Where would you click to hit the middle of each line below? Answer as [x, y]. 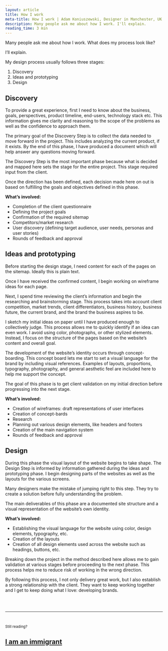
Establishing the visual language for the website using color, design [82, 528]
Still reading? [16, 626]
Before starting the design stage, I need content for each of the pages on [80, 266]
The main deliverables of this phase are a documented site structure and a [82, 503]
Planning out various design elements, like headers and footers [77, 424]
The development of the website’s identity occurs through [65, 353]
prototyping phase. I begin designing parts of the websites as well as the [80, 473]
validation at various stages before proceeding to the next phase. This [77, 564]
